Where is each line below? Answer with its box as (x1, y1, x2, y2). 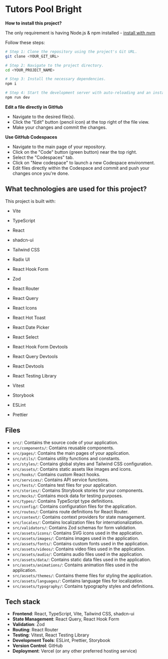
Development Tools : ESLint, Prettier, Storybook (12, 637, 111, 643)
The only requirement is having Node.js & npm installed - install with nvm (5, 30, 155, 36)
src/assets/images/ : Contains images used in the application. (12, 535, 139, 541)
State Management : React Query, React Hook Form (12, 616, 119, 622)
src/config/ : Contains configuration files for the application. (12, 503, 136, 509)
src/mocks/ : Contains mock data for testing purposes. (12, 492, 123, 499)
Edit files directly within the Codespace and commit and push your (12, 165, 149, 171)
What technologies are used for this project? (5, 185, 147, 193)
